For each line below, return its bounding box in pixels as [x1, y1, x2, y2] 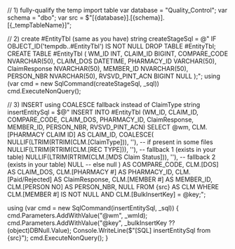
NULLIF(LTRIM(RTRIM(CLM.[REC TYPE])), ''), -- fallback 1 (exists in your [7, 146, 216, 153]
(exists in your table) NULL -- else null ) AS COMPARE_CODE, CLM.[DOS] [7, 160, 219, 168]
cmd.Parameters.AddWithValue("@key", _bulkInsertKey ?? [7, 219, 175, 227]
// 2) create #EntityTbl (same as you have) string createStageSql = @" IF [7, 34, 217, 43]
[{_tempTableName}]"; [7, 21, 72, 29]
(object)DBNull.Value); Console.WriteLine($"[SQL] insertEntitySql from [7, 226, 211, 234]
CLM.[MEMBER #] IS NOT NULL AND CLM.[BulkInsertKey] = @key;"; [7, 190, 206, 198]
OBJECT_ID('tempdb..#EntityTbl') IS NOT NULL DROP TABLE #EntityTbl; [7, 42, 216, 50]
